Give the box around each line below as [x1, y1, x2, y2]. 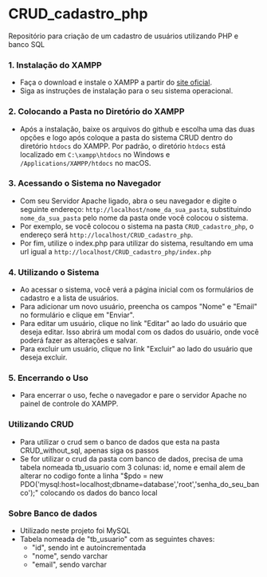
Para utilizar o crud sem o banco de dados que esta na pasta [19, 437, 221, 446]
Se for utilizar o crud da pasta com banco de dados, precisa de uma [19, 453, 243, 463]
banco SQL [8, 39, 45, 49]
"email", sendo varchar [31, 559, 108, 570]
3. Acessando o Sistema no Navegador [8, 178, 162, 189]
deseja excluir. [19, 352, 68, 363]
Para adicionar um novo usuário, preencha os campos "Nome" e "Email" [19, 302, 257, 312]
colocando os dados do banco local [39, 488, 158, 497]
